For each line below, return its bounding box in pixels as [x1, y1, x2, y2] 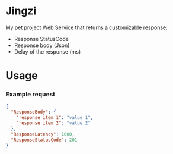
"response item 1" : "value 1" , [16, 115, 94, 121]
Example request [5, 90, 56, 99]
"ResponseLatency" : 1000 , [11, 131, 75, 137]
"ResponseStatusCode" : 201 [11, 137, 78, 143]
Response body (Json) [14, 42, 70, 49]
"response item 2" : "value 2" [16, 120, 91, 126]
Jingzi [5, 4, 37, 18]
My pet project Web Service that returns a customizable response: [5, 24, 168, 31]
